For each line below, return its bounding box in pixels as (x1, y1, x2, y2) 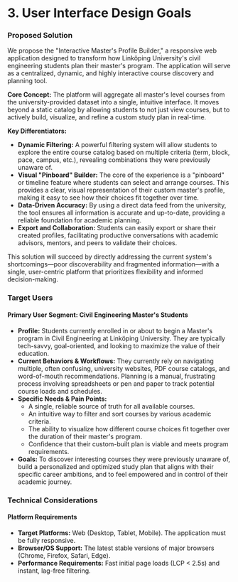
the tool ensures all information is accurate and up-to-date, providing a (17, 208, 225, 217)
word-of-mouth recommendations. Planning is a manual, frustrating (17, 372, 215, 380)
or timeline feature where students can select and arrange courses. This (17, 178, 229, 187)
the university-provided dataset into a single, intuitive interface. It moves (7, 98, 220, 107)
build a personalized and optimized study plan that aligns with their (17, 462, 215, 470)
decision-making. (7, 275, 59, 284)
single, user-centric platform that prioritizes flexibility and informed (7, 268, 204, 276)
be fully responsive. (17, 536, 76, 544)
